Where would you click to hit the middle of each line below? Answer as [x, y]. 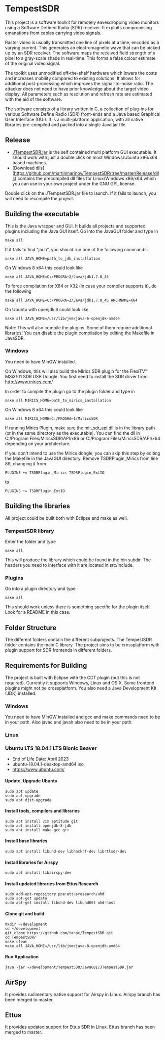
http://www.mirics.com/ [29, 382]
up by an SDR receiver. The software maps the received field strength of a [80, 53]
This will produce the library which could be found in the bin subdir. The [78, 560]
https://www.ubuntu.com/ [38, 769]
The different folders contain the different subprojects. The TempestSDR [79, 640]
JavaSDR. [15, 338]
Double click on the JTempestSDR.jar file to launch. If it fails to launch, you [81, 193]
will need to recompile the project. [40, 198]
